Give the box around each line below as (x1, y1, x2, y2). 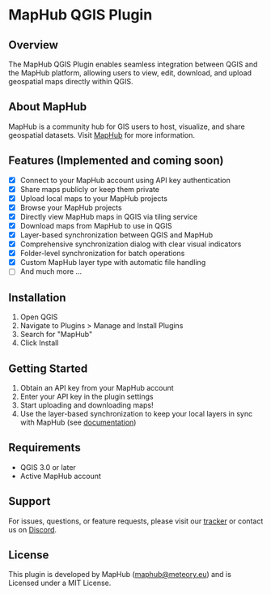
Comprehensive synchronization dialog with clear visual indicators (19, 239, 242, 249)
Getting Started (8, 361, 88, 375)
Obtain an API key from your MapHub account (19, 382, 174, 392)
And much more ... (19, 267, 83, 276)
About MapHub (8, 100, 87, 114)
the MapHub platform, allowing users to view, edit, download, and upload (8, 68, 252, 78)
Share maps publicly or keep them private (19, 184, 160, 194)
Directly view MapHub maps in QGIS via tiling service (19, 212, 198, 221)
